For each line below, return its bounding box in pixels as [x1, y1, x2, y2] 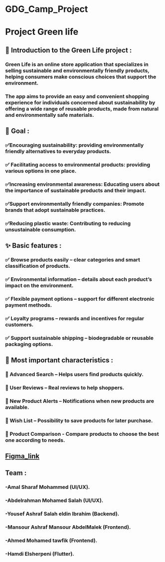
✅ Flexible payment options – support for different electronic [5, 295, 155, 302]
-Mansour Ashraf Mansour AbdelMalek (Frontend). [5, 524, 131, 531]
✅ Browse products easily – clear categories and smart [5, 256, 140, 263]
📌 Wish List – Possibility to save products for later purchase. [5, 417, 153, 424]
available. [5, 403, 29, 410]
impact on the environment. [5, 282, 74, 289]
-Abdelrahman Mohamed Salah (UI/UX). [5, 497, 103, 504]
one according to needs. [5, 436, 66, 443]
